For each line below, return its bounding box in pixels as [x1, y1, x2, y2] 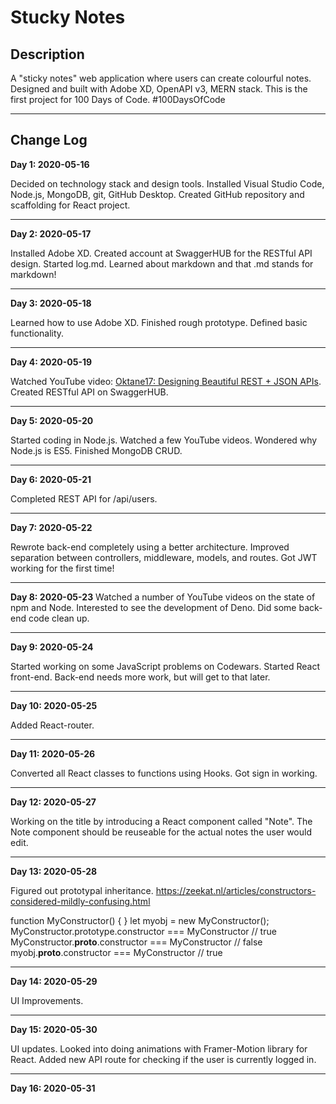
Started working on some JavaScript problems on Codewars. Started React [10, 660, 320, 672]
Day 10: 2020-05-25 [10, 699, 98, 711]
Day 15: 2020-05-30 [10, 1023, 98, 1035]
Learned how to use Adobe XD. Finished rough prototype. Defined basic [10, 316, 308, 328]
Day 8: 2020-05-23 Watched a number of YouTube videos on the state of [10, 591, 316, 603]
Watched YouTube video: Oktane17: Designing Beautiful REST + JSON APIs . [10, 375, 322, 387]
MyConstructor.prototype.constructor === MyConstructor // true [10, 925, 277, 937]
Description [10, 46, 85, 63]
